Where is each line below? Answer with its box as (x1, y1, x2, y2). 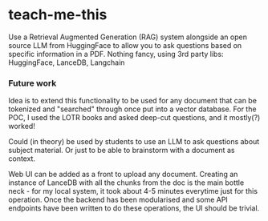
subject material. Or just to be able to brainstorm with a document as (8, 146, 235, 155)
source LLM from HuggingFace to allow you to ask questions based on (8, 40, 242, 50)
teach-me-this (8, 6, 108, 24)
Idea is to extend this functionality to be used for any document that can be (8, 96, 257, 106)
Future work (8, 78, 57, 89)
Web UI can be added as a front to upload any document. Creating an (8, 170, 238, 179)
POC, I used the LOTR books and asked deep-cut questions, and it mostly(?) (8, 113, 261, 123)
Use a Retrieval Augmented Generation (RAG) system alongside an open (8, 32, 247, 42)
